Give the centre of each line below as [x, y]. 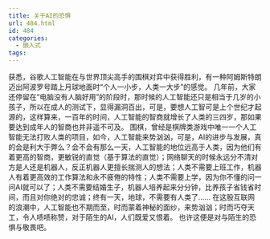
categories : [28, 38]
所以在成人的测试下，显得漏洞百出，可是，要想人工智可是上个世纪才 [142, 107]
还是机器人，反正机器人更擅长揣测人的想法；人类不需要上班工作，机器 [145, 167]
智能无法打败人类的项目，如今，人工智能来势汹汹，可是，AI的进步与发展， [131, 137]
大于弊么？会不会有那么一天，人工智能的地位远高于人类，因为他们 [145, 147]
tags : [17, 53]
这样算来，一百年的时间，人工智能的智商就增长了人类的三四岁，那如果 [145, 117]
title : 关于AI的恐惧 [39, 16]
